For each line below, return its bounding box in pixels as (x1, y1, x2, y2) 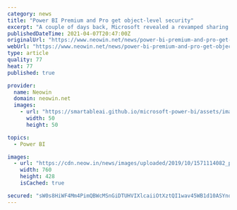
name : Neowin (13, 89, 52, 96)
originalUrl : (7, 37, 46, 44)
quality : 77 (7, 56, 42, 63)
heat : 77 (7, 63, 33, 70)
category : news (7, 10, 52, 18)
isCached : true (20, 180, 65, 187)
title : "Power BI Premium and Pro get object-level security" (7, 17, 194, 24)
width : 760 (20, 166, 52, 173)
